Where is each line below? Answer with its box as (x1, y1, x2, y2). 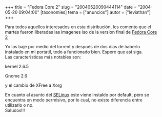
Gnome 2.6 (5, 73, 28, 78)
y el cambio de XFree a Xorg (5, 82, 62, 88)
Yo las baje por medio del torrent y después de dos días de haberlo (5, 44, 140, 49)
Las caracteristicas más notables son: (5, 54, 81, 60)
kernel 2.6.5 (5, 63, 29, 69)
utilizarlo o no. (5, 102, 34, 108)
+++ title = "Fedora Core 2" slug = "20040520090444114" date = (5, 4, 137, 10)
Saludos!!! (5, 107, 25, 113)
